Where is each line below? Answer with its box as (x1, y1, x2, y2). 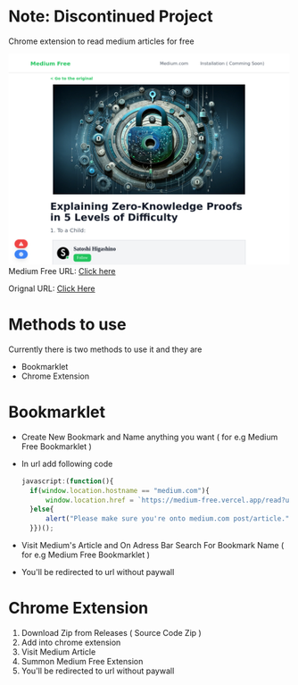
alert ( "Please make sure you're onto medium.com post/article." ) (45, 514, 294, 523)
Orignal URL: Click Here (8, 283, 95, 294)
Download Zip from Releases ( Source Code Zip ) (21, 628, 202, 638)
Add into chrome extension (21, 637, 121, 647)
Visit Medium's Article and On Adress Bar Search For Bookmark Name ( (21, 540, 285, 551)
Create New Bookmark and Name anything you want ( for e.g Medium (21, 431, 278, 442)
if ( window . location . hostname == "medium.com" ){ (29, 486, 211, 495)
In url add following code (21, 458, 113, 469)
